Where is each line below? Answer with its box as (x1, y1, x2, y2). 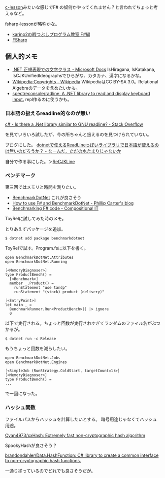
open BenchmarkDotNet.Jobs (5, 355, 61, 361)
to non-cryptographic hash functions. (5, 457, 81, 463)
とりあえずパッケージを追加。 (5, 226, 66, 232)
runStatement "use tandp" (14, 285, 67, 290)
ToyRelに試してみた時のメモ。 (5, 216, 66, 222)
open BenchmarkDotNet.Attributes (5, 255, 74, 260)
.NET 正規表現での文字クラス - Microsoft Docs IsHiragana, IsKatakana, (12, 66, 156, 72)
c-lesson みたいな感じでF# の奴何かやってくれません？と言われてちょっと (5, 4, 154, 10)
